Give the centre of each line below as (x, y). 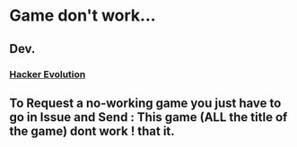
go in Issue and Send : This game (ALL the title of (148, 117)
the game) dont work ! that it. (92, 131)
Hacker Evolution (48, 74)
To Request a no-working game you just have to (145, 103)
